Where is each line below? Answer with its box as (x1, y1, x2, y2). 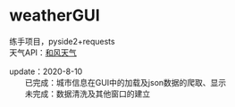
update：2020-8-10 (9, 66, 83, 77)
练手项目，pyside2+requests (9, 36, 115, 46)
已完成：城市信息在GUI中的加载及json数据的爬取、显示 (24, 77, 227, 87)
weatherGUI (9, 5, 100, 26)
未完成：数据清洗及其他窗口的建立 (24, 88, 150, 99)
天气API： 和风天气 (9, 46, 78, 58)
